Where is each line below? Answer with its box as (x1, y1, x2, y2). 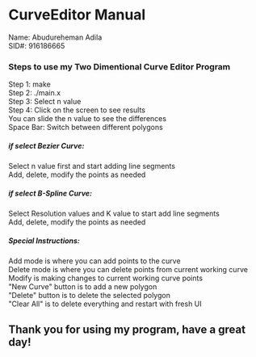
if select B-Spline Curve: (8, 188, 93, 198)
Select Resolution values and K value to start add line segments (8, 208, 220, 219)
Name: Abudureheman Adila (8, 32, 103, 42)
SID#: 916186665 (8, 40, 65, 50)
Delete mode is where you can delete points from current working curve (8, 265, 249, 275)
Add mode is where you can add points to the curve (8, 256, 181, 266)
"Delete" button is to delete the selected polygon (8, 291, 171, 300)
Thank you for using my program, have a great (8, 322, 246, 336)
